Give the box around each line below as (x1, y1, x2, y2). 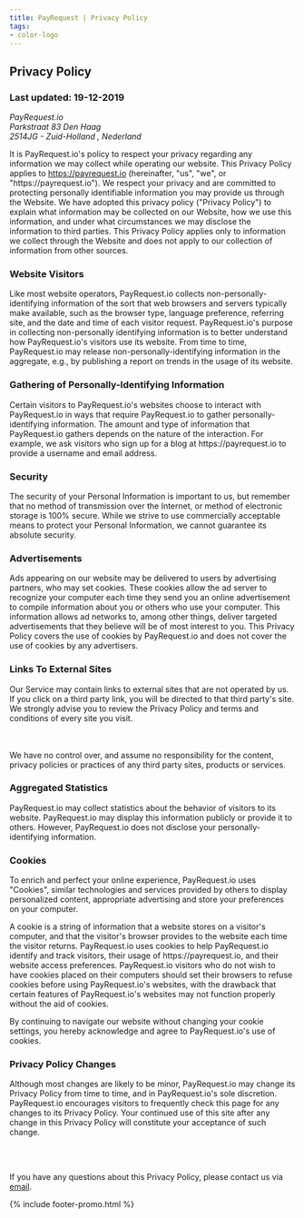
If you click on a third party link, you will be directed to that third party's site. (9, 693, 295, 704)
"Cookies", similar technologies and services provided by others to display (9, 885, 288, 896)
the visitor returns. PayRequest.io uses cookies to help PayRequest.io (9, 941, 270, 952)
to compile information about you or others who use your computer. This (9, 601, 281, 613)
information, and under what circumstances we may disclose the (9, 216, 251, 227)
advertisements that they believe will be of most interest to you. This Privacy (9, 621, 295, 632)
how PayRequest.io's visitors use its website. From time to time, (9, 337, 248, 348)
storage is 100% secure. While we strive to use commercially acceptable (9, 510, 281, 520)
